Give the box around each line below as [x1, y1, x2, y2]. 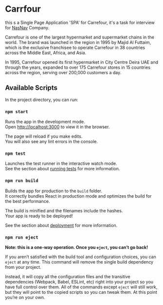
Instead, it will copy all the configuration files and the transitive [5, 273, 130, 279]
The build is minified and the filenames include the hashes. [5, 207, 123, 213]
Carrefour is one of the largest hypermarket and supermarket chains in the [5, 34, 155, 40]
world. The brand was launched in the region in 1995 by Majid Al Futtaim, [5, 39, 151, 45]
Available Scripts [5, 84, 57, 92]
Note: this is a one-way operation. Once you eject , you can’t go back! [5, 244, 148, 250]
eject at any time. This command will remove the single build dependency [5, 259, 154, 264]
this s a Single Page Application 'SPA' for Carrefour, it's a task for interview [5, 20, 155, 25]
